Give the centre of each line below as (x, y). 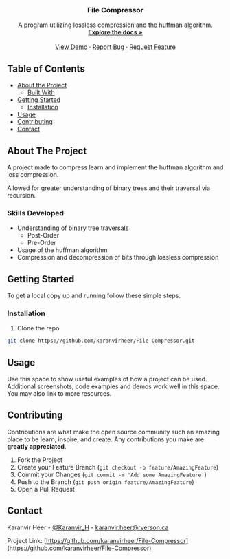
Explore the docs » (115, 32)
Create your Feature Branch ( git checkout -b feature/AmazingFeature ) (118, 467)
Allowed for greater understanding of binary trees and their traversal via (109, 188)
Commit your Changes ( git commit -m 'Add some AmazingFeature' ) (112, 474)
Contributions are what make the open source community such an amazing (113, 432)
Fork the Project (40, 460)
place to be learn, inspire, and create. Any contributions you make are (106, 439)
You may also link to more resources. (59, 394)
